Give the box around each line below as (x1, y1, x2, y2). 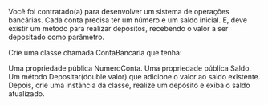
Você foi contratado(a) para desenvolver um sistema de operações (8, 7, 230, 16)
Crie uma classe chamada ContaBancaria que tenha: (8, 48, 182, 57)
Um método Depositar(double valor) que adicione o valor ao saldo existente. (8, 72, 261, 81)
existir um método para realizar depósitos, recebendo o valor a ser (8, 24, 229, 33)
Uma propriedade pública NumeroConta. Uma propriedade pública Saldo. (8, 63, 251, 73)
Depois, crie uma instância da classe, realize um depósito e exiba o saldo (8, 80, 250, 90)
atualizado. (8, 89, 45, 99)
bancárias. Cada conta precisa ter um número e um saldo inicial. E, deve (8, 15, 247, 25)
